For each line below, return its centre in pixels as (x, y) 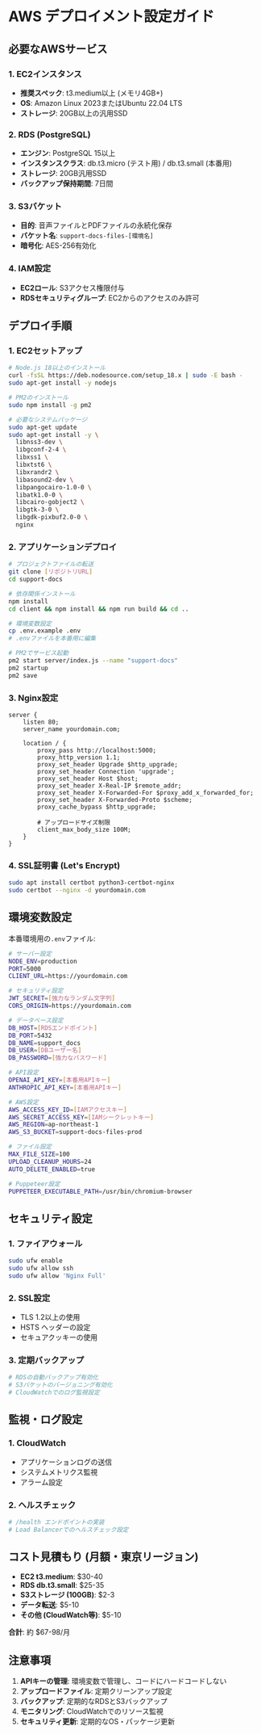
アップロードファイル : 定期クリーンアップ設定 (96, 1691)
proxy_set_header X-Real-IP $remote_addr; (110, 785)
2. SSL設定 (29, 1298)
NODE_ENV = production (43, 961)
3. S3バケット (35, 207)
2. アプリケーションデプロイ (63, 547)
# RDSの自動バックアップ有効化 (54, 1378)
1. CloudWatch (37, 1443)
